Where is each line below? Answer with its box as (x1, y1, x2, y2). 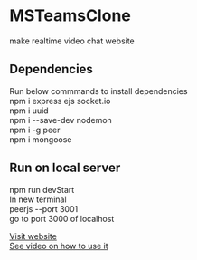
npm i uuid (9, 105, 49, 116)
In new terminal (9, 194, 67, 205)
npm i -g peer (9, 124, 61, 135)
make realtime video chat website (9, 35, 136, 46)
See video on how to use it (9, 240, 108, 251)
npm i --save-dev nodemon (9, 114, 113, 125)
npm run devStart (9, 184, 75, 195)
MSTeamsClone (9, 5, 131, 26)
